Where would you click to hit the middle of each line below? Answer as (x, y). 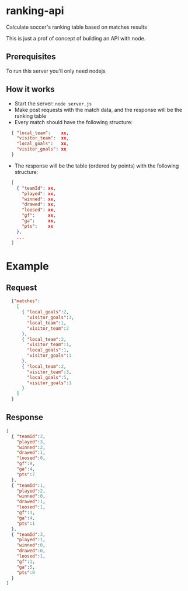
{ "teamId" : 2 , (28, 436)
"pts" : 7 (26, 474)
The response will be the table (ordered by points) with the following (97, 166)
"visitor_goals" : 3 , (51, 317)
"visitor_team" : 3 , (49, 372)
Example (27, 266)
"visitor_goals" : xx (41, 149)
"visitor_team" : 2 (48, 328)
